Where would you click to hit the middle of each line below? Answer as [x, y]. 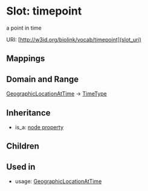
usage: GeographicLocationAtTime [58, 181]
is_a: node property [39, 127]
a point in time [24, 28]
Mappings [26, 59]
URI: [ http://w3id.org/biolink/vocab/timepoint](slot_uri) [74, 39]
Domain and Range [43, 79]
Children [23, 146]
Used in [21, 167]
